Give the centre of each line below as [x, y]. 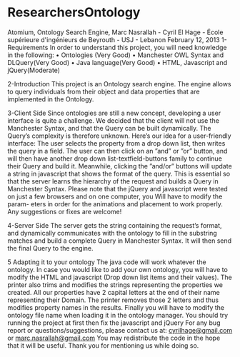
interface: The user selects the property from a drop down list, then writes [116, 143]
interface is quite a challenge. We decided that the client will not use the [114, 120]
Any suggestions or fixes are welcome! [65, 211]
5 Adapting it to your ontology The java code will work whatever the [107, 262]
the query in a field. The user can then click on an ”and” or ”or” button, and [117, 151]
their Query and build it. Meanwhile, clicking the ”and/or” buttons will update [120, 166]
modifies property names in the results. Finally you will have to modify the [116, 307]
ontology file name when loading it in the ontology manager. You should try [118, 315]
